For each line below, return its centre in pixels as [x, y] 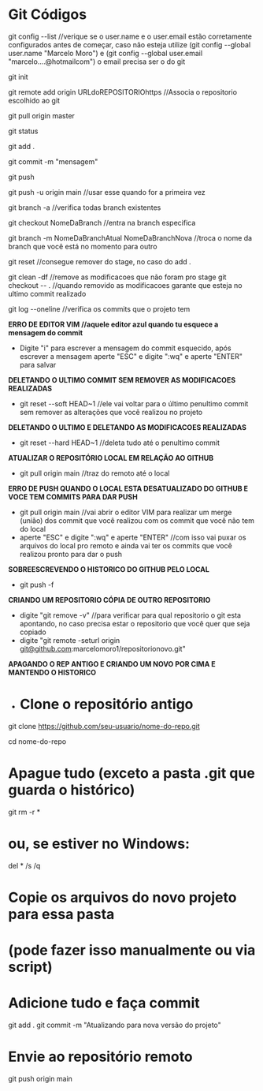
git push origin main [41, 1079]
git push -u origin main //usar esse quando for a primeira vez [107, 192]
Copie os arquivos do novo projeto [122, 897]
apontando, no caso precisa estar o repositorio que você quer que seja [135, 623]
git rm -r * [24, 812]
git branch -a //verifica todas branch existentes [85, 207]
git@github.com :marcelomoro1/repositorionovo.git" [103, 648]
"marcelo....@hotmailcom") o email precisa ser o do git [97, 62]
